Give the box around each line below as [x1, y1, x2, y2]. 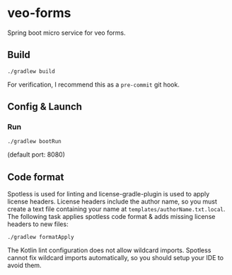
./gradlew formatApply [7, 234, 74, 241]
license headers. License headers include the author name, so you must [7, 197, 218, 206]
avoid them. [7, 261, 42, 270]
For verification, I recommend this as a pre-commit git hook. [7, 80, 180, 89]
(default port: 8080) [7, 150, 65, 159]
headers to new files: [7, 220, 69, 228]
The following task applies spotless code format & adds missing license [7, 213, 216, 221]
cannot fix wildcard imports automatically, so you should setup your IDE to [7, 254, 224, 262]
